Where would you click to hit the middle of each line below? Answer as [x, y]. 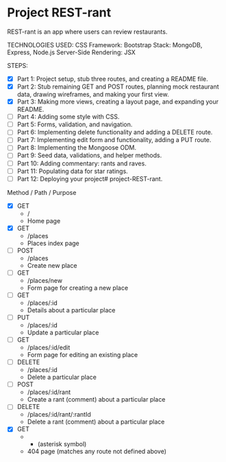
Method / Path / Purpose [42, 192]
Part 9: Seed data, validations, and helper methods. [89, 155]
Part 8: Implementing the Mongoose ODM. [77, 148]
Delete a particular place [62, 377]
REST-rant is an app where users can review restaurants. [87, 32]
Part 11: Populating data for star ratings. [72, 171]
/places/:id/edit [49, 347]
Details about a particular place [71, 310]
